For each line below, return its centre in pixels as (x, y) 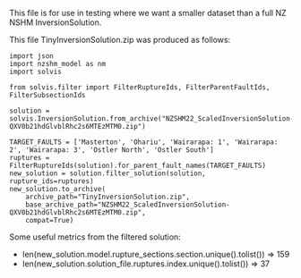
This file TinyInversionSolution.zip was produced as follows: (120, 40)
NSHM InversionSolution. (56, 22)
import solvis (36, 72)
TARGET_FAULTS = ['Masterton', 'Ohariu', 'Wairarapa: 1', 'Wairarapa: (144, 142)
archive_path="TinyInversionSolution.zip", (108, 197)
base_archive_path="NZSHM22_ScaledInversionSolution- (128, 205)
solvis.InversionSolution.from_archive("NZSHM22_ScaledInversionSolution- (152, 119)
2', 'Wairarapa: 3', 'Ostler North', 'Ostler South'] (112, 150)
